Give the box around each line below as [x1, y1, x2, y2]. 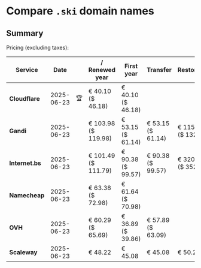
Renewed [88, 66, 115, 74]
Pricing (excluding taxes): [6, 44, 69, 51]
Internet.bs [9, 159, 42, 167]
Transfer [146, 66, 172, 74]
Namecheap [9, 191, 45, 199]
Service [16, 66, 38, 74]
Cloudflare [9, 95, 40, 103]
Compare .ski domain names [6, 4, 154, 18]
